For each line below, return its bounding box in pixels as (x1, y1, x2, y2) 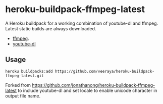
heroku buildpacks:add (5, 69, 53, 74)
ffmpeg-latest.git (5, 73, 44, 78)
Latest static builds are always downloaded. (5, 25, 96, 31)
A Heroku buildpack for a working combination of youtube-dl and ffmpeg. (5, 20, 158, 26)
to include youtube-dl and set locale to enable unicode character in (17, 87, 157, 93)
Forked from (5, 82, 31, 88)
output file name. (5, 92, 41, 99)
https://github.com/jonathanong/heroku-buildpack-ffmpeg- (32, 82, 155, 88)
